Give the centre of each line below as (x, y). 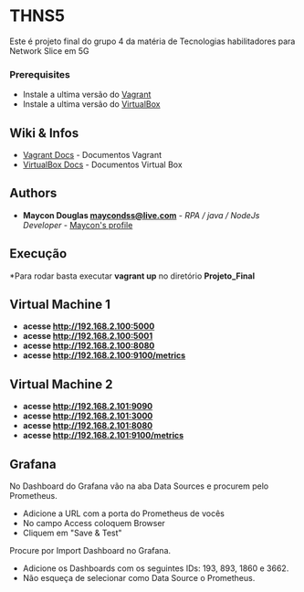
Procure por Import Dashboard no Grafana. (90, 551)
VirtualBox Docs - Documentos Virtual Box (102, 164)
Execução (38, 254)
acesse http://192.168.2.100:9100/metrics (104, 355)
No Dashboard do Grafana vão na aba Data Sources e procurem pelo (139, 486)
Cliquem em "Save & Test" (72, 533)
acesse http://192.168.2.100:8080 (89, 346)
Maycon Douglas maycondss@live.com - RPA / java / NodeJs (141, 215)
